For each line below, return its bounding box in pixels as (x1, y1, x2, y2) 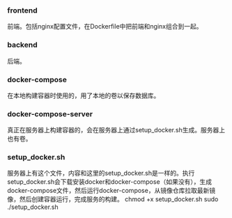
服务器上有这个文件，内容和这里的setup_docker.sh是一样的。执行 (7, 169, 195, 178)
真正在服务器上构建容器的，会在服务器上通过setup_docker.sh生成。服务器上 (7, 126, 225, 134)
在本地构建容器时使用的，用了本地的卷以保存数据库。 (7, 91, 160, 100)
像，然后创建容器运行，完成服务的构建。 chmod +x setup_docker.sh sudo (7, 195, 219, 203)
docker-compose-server (7, 109, 93, 118)
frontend (7, 6, 38, 15)
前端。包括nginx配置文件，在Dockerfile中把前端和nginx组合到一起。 (7, 22, 203, 31)
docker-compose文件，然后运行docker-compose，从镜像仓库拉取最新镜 (7, 187, 216, 195)
